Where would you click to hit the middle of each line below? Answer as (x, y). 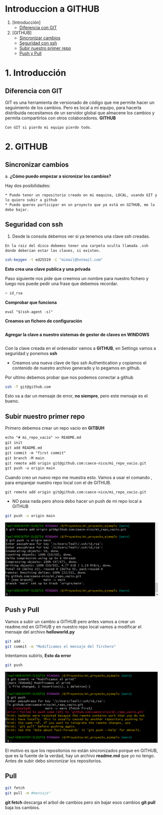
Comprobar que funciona (31, 302)
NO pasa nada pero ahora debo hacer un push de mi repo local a (77, 501)
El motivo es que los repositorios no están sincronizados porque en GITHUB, (81, 750)
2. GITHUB (26, 147)
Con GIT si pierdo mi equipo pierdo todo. (49, 127)
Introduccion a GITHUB (52, 9)
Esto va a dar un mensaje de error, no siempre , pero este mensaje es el (76, 396)
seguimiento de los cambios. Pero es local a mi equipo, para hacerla (73, 107)
